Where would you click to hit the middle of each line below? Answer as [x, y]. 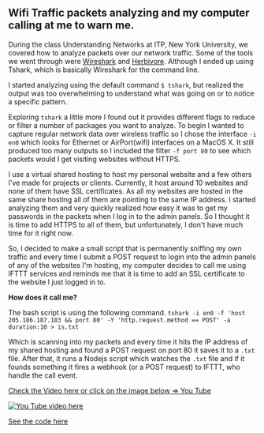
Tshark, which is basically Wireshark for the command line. [104, 70]
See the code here [38, 421]
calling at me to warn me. [71, 26]
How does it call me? [43, 297]
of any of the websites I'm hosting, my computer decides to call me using [127, 265]
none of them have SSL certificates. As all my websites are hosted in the [126, 191]
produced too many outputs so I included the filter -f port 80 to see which [130, 150]
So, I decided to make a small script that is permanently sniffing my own [125, 248]
